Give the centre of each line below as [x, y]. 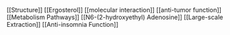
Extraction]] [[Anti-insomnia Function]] [63, 24]
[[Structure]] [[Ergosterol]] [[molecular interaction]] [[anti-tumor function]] [114, 10]
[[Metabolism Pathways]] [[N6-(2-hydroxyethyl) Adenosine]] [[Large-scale [115, 17]
